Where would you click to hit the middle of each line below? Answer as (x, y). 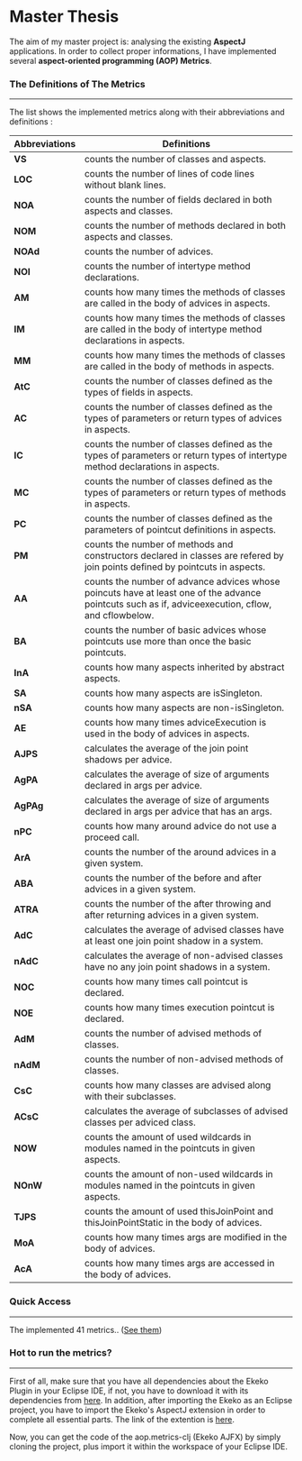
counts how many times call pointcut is (166, 982)
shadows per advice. (128, 760)
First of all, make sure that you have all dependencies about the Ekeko (139, 1381)
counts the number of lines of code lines (169, 174)
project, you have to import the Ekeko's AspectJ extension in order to (138, 1410)
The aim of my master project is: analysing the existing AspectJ (128, 41)
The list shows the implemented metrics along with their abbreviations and (147, 112)
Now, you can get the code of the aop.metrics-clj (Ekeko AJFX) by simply (145, 1437)
